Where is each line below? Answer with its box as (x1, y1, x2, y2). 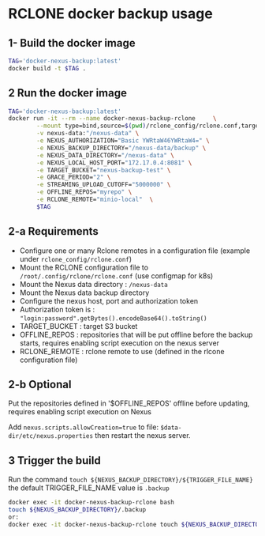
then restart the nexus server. (94, 431, 191, 440)
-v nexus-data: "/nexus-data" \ (36, 130, 140, 138)
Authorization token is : (19, 304, 95, 314)
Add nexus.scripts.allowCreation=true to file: (8, 422, 159, 432)
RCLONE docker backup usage (8, 5, 213, 23)
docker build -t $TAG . (8, 64, 87, 72)
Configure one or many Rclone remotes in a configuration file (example (19, 246, 251, 255)
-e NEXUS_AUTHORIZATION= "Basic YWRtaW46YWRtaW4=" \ (36, 137, 211, 145)
